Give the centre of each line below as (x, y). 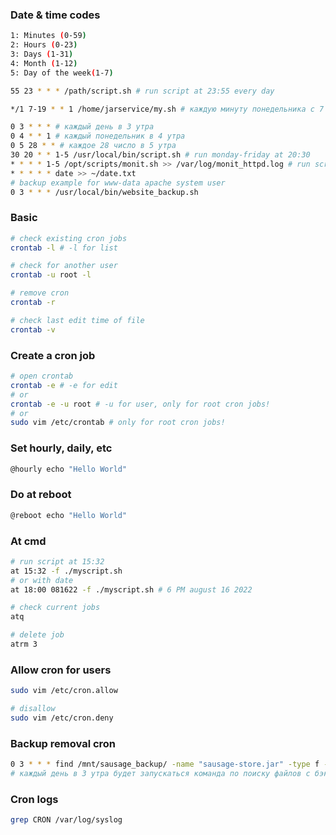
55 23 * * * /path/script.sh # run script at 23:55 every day (142, 91)
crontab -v (33, 329)
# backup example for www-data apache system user (118, 183)
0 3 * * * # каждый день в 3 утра (82, 127)
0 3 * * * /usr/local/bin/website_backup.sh (104, 192)
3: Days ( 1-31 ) (42, 54)
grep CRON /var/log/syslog (66, 820)
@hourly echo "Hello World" (69, 469)
